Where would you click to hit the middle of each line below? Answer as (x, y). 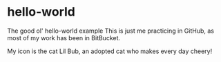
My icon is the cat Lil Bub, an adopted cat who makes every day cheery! (110, 51)
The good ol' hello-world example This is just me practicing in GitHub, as (110, 31)
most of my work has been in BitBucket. (64, 37)
